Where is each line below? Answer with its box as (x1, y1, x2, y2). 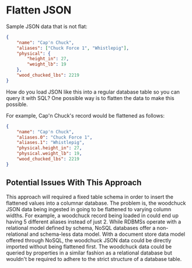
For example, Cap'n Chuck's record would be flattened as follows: (6, 112, 165, 119)
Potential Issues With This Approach (6, 178, 142, 188)
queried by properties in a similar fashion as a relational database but (6, 249, 172, 256)
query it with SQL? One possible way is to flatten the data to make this (6, 94, 174, 101)
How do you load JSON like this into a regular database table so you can (6, 88, 180, 95)
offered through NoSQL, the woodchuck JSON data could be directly (6, 236, 172, 243)
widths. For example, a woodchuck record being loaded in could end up (6, 212, 179, 219)
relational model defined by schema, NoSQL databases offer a (6, 224, 156, 231)
